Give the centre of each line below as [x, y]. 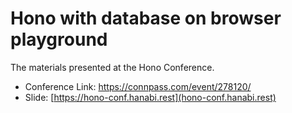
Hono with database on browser [146, 18]
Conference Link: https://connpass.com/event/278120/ [138, 86]
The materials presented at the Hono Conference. [112, 67]
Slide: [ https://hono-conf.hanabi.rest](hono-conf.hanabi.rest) [150, 97]
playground [59, 39]
